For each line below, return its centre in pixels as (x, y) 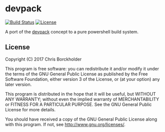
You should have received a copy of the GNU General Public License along (81, 119)
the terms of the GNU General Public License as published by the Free (77, 74)
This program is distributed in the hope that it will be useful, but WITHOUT (81, 94)
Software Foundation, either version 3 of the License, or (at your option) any (82, 79)
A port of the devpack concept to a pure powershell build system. (72, 32)
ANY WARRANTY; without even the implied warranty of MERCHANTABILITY (82, 99)
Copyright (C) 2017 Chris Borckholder (43, 59)
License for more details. (30, 109)
